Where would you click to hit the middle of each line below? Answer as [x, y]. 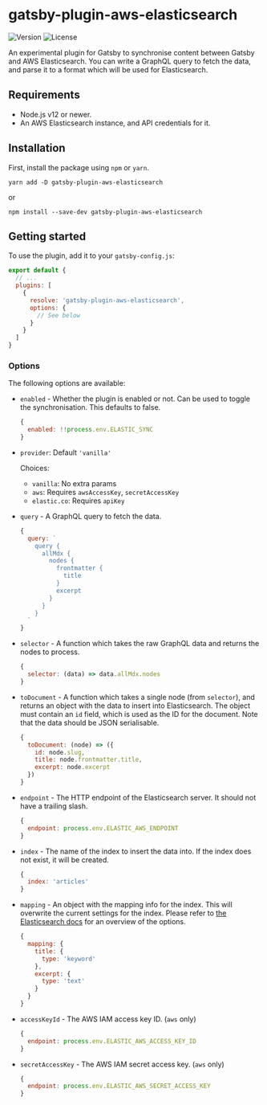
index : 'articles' [58, 882]
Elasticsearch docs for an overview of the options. [103, 922]
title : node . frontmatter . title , [89, 760]
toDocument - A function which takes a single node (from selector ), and [137, 697]
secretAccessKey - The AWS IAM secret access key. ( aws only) [122, 1064]
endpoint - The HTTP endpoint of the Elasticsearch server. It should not [138, 797]
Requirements [44, 95]
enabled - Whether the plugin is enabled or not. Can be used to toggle [135, 399]
